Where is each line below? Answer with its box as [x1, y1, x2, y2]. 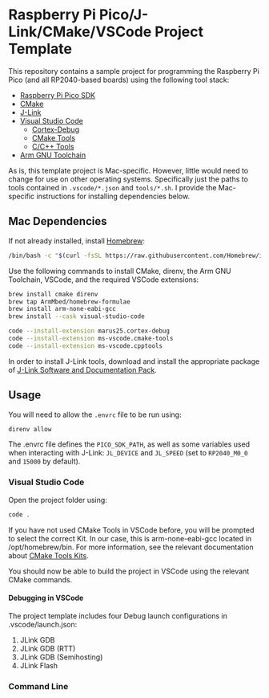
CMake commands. [8, 574, 73, 584]
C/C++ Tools [31, 141, 74, 151]
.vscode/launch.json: [8, 619, 78, 629]
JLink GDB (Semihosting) [19, 652, 103, 662]
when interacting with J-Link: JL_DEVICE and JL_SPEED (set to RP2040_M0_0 [8, 448, 248, 458]
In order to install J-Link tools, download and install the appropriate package [8, 356, 260, 366]
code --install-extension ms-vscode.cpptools [8, 341, 163, 350]
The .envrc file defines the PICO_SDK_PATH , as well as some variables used [8, 439, 251, 449]
